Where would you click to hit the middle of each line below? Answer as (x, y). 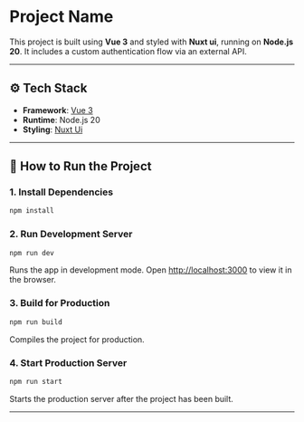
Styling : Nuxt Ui (52, 129)
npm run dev (32, 253)
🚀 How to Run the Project (81, 166)
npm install (32, 211)
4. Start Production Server (68, 362)
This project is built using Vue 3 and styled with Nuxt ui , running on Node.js (152, 42)
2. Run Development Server (71, 235)
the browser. (33, 280)
